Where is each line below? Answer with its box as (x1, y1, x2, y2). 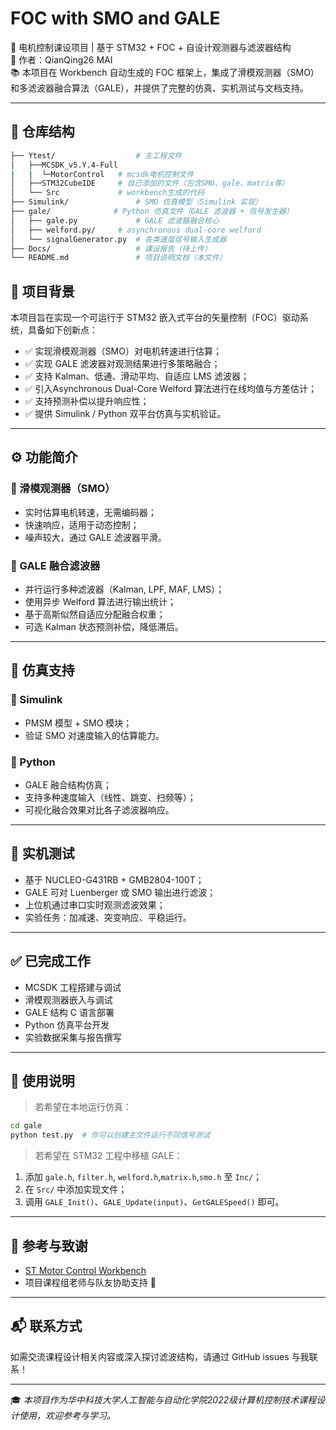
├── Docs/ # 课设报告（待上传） (10, 243, 212, 254)
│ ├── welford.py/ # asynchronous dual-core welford (10, 225, 262, 235)
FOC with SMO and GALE (10, 7, 221, 30)
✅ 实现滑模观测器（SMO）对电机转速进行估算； (24, 345, 222, 357)
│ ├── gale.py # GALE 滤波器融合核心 (10, 215, 220, 226)
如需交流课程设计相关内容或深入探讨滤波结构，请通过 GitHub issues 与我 (10, 1350, 310, 1362)
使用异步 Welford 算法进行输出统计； (24, 596, 177, 608)
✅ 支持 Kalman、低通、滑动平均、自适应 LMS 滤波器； (24, 370, 250, 382)
